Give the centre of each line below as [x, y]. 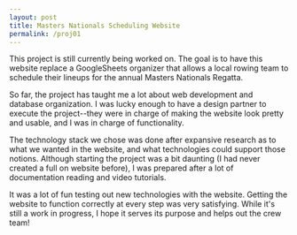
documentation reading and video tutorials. [88, 178]
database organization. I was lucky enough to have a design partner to [138, 104]
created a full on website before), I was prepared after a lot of [121, 168]
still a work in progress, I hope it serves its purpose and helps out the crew [145, 214]
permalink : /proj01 [45, 34]
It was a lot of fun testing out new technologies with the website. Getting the [148, 194]
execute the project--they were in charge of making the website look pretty [146, 114]
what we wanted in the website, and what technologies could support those [148, 149]
